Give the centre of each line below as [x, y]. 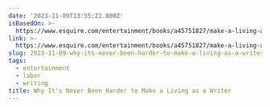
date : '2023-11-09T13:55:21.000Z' [66, 16]
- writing [32, 83]
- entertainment [43, 68]
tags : [17, 61]
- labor [29, 76]
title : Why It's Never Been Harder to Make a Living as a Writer [120, 91]
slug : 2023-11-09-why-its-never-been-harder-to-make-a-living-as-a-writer [136, 53]
